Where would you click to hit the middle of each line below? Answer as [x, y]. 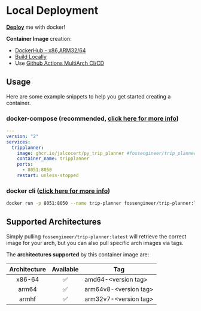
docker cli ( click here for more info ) [58, 191]
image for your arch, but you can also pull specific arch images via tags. [95, 243]
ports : [25, 165]
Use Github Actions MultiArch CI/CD [60, 63]
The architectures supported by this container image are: [78, 254]
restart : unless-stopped [48, 176]
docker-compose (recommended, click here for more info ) [93, 118]
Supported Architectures [54, 222]
